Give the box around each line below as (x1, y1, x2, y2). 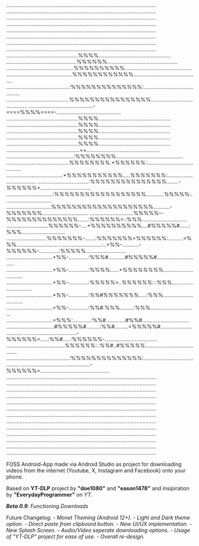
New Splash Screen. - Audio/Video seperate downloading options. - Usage (6, 527, 191, 534)
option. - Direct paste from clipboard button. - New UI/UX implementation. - (6, 520, 192, 527)
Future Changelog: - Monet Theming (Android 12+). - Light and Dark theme (6, 514, 191, 521)
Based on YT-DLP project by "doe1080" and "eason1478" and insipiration (6, 485, 190, 491)
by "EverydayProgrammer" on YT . (6, 491, 93, 498)
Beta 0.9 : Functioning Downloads (6, 503, 89, 509)
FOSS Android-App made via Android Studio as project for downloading (6, 461, 182, 468)
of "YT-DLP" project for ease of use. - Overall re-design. (6, 533, 145, 540)
